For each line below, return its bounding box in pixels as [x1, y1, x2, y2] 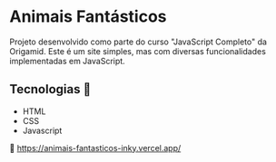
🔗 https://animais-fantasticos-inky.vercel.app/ [9, 142, 182, 153]
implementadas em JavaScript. [9, 55, 125, 66]
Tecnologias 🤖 [9, 81, 92, 97]
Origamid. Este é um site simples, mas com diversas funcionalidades [9, 45, 266, 56]
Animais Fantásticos [9, 6, 167, 27]
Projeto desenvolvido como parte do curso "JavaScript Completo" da [9, 36, 268, 47]
